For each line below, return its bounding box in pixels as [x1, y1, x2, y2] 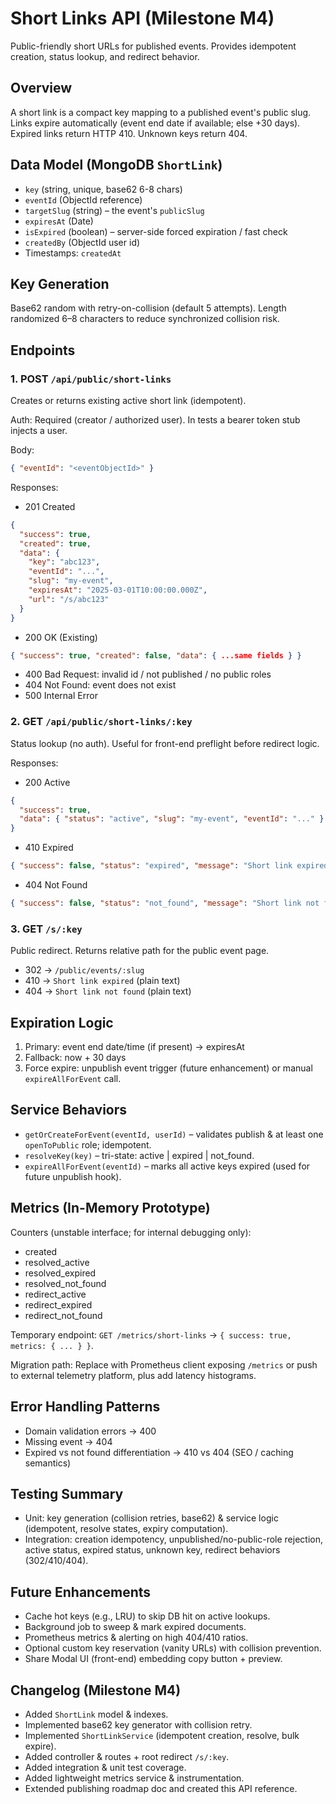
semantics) [24, 1457, 72, 1469]
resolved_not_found [24, 1277, 107, 1289]
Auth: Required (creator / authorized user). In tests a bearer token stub [10, 414, 301, 426]
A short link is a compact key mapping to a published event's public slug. [10, 106, 312, 118]
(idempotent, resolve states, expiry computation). [24, 1523, 229, 1535]
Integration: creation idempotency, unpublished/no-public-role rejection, [24, 1533, 324, 1546]
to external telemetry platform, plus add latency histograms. [10, 1369, 257, 1381]
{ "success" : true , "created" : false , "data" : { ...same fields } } [10, 650, 302, 661]
